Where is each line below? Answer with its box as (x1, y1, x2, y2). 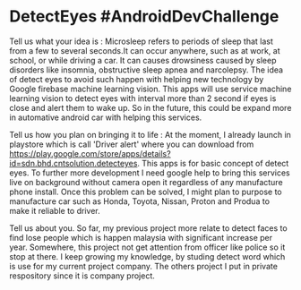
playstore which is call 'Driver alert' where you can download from (9, 139, 254, 149)
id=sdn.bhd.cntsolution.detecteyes (9, 158, 138, 168)
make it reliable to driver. (9, 205, 100, 216)
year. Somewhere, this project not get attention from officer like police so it (9, 242, 286, 252)
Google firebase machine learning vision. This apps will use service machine (9, 83, 292, 94)
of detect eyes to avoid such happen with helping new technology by (9, 73, 264, 84)
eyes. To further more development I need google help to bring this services (9, 167, 291, 178)
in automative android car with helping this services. (9, 112, 202, 123)
